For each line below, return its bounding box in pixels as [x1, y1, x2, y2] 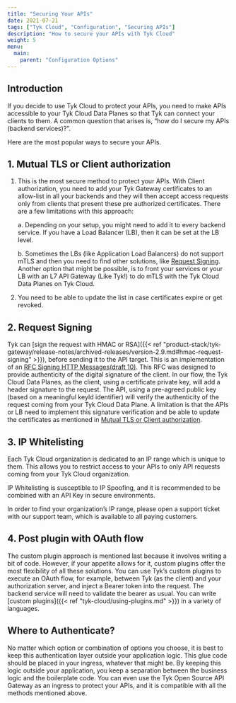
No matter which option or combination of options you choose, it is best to [7, 644, 224, 652]
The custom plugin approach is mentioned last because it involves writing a [7, 551, 228, 560]
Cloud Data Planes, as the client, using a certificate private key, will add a [7, 378, 220, 387]
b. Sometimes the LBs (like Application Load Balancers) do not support [17, 249, 224, 258]
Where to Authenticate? [7, 624, 115, 637]
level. [17, 236, 34, 244]
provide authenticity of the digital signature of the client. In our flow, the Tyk [7, 370, 228, 379]
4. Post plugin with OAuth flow [7, 532, 144, 545]
